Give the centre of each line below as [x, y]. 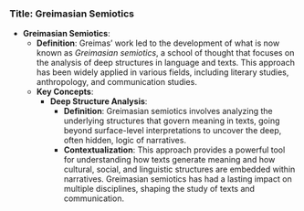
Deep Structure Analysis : [99, 101]
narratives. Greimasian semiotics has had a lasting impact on [178, 179]
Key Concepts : [65, 92]
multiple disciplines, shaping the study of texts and [159, 189]
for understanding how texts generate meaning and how [169, 160]
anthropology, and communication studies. [117, 82]
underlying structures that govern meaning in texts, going [172, 121]
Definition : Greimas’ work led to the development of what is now [158, 43]
